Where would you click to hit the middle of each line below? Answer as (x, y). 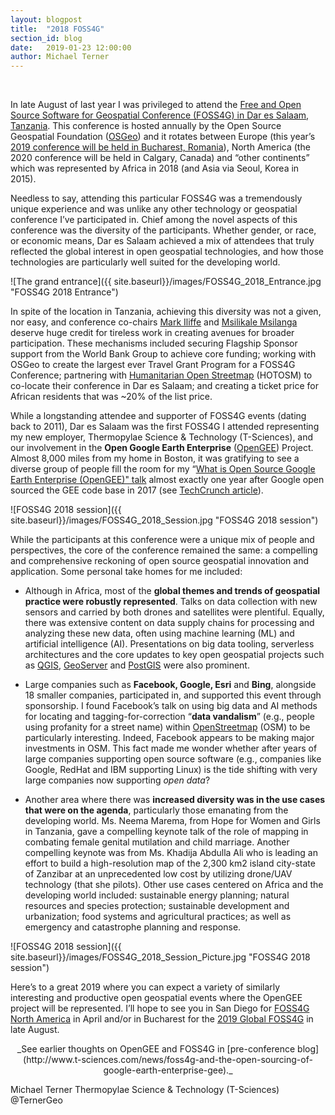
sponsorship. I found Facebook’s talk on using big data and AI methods (171, 706)
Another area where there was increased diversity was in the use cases (175, 800)
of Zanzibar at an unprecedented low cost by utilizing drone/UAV (158, 874)
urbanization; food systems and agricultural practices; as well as (158, 917)
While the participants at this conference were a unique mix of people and (162, 540)
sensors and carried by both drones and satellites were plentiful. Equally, (174, 612)
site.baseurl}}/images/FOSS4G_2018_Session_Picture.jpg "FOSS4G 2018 (160, 957)
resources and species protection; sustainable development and (157, 906)
